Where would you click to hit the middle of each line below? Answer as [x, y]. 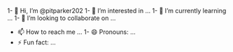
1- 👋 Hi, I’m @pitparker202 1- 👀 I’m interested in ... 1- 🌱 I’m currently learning [117, 11]
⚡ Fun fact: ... [36, 42]
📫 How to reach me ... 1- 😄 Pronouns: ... [76, 32]
